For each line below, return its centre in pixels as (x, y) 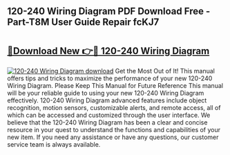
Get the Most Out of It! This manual (165, 71)
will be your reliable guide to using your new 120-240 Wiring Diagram (106, 93)
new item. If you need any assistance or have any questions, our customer (113, 137)
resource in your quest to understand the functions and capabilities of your (114, 130)
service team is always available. (54, 144)
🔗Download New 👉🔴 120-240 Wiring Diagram (108, 51)
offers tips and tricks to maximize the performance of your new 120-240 (110, 78)
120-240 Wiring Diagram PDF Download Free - (109, 11)
